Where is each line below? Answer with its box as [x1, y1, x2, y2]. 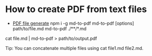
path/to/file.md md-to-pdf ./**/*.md [12, 25, 87, 31]
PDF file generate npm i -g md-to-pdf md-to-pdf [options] [12, 20, 134, 26]
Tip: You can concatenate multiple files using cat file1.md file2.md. [5, 45, 143, 51]
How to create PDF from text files [5, 4, 147, 15]
